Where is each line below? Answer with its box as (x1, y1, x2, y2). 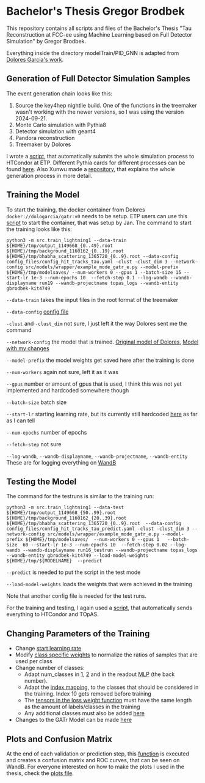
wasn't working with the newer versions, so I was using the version (15, 108, 184, 116)
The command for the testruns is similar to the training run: (6, 493, 154, 500)
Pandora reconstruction (15, 134, 75, 141)
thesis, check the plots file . (6, 770, 74, 777)
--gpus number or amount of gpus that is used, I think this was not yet (6, 380, 182, 388)
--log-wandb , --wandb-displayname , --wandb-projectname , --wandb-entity (6, 452, 188, 460)
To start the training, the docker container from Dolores (6, 206, 145, 213)
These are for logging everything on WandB (6, 458, 117, 466)
